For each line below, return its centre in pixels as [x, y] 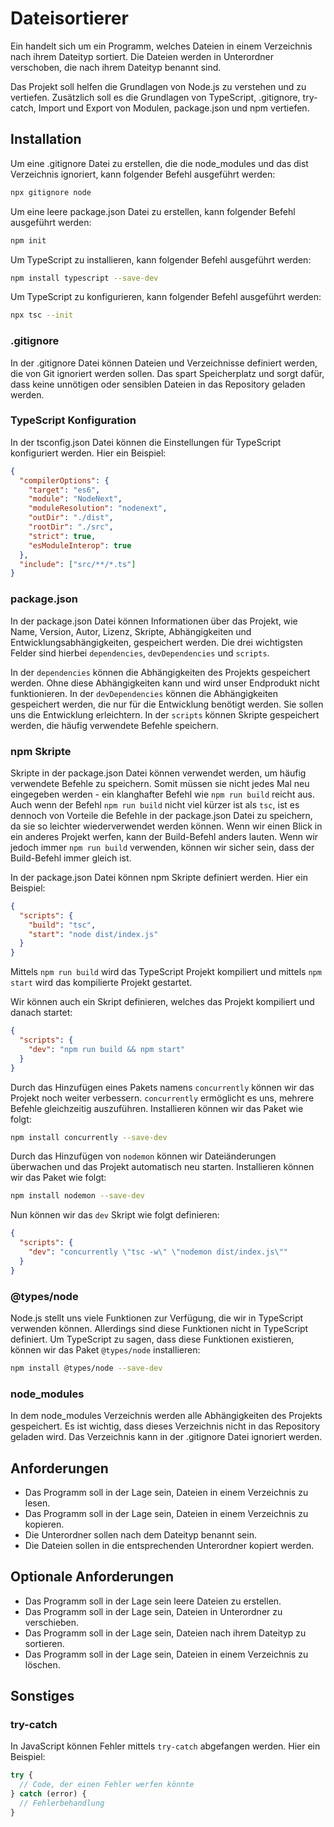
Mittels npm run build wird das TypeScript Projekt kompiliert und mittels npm [166, 972]
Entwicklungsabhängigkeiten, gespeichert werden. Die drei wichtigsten [156, 642]
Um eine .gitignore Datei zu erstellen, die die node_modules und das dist [159, 163]
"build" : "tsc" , [62, 925]
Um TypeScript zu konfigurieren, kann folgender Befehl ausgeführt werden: [166, 297]
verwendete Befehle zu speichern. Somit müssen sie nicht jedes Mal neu [160, 783]
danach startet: [41, 1013]
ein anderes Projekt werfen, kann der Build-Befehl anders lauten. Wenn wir [164, 836]
